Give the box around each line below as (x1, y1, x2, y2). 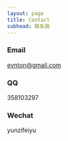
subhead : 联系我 (7, 23, 50, 29)
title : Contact (7, 16, 50, 23)
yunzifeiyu (7, 126, 37, 134)
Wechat (7, 110, 34, 120)
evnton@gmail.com (7, 61, 61, 69)
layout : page (7, 10, 44, 17)
